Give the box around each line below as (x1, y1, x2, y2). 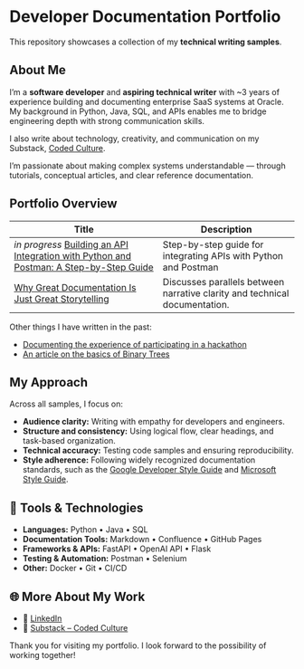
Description (200, 223, 252, 235)
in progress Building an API (14, 238, 128, 251)
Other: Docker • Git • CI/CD (22, 563, 128, 574)
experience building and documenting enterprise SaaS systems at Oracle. (9, 96, 284, 107)
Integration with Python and (14, 249, 132, 262)
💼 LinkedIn (22, 613, 62, 624)
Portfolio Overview (9, 196, 118, 212)
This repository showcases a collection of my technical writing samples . (9, 36, 282, 47)
